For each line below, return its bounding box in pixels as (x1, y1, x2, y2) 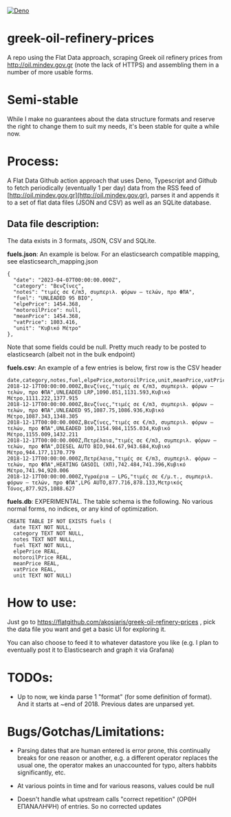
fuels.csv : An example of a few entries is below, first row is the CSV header (7, 363, 222, 372)
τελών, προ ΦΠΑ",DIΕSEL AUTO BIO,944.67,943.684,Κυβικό (7, 443, 170, 450)
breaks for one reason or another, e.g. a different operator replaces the (16, 754, 219, 762)
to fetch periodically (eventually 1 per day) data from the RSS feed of (7, 183, 201, 192)
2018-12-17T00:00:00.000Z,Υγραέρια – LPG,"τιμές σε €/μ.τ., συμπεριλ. (7, 473, 214, 480)
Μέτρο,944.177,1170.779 (7, 449, 76, 456)
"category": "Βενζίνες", (13, 282, 85, 289)
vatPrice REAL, (13, 566, 57, 573)
